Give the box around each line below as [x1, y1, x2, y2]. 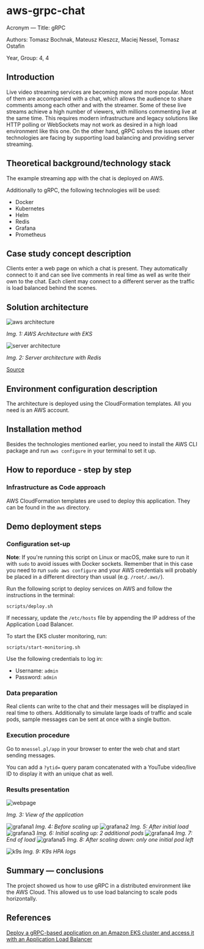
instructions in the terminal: [6, 592, 75, 599]
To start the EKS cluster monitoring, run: [6, 633, 107, 640]
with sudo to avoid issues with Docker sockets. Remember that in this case [6, 560, 194, 568]
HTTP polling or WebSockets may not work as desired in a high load [6, 121, 178, 128]
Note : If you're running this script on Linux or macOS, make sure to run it [6, 554, 189, 561]
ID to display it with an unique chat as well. [6, 770, 114, 777]
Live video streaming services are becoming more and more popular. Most [6, 88, 194, 96]
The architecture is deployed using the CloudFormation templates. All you [6, 400, 191, 407]
